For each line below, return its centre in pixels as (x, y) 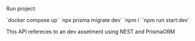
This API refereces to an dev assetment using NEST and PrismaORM (91, 31)
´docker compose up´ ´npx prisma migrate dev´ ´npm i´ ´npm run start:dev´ (98, 20)
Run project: (21, 9)
